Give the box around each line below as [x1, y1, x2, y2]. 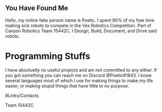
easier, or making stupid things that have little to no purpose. [5, 83, 129, 89]
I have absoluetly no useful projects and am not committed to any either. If [5, 67, 158, 73]
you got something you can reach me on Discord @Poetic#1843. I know [5, 72, 152, 78]
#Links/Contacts [5, 92, 39, 99]
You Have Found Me [5, 4, 69, 12]
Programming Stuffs [5, 51, 90, 62]
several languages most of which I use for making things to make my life [5, 77, 153, 84]
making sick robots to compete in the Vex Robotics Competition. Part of [5, 22, 152, 28]
